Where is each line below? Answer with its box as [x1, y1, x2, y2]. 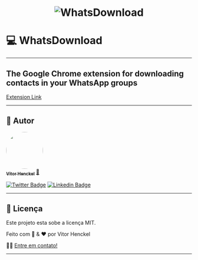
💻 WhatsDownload [6, 34, 103, 47]
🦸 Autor [6, 116, 35, 126]
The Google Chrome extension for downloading [6, 68, 184, 79]
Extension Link [6, 93, 42, 100]
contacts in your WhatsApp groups [6, 78, 138, 88]
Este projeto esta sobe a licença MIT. [6, 219, 96, 226]
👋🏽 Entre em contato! [6, 242, 58, 249]
